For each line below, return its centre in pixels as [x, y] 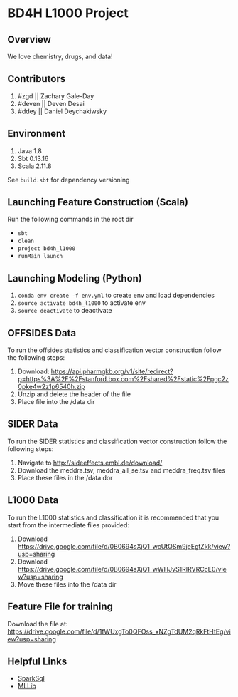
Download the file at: [38, 624]
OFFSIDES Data [42, 333]
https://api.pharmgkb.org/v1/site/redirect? [112, 371]
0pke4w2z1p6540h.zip [51, 387]
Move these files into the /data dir [67, 584]
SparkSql [31, 678]
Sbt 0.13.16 [33, 158]
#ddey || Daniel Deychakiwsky [62, 111]
